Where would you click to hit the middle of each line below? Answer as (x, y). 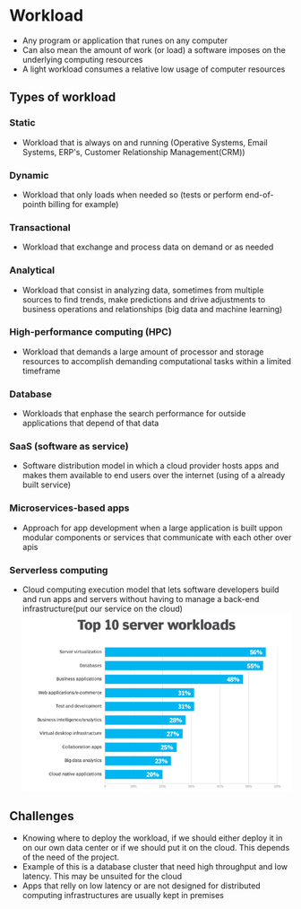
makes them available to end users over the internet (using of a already (154, 476)
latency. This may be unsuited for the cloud (102, 876)
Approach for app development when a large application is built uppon (152, 528)
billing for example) (83, 204)
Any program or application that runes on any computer (125, 40)
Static (22, 123)
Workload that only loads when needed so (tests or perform (133, 195)
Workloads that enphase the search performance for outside (134, 414)
